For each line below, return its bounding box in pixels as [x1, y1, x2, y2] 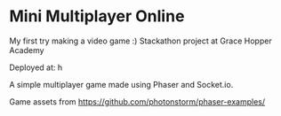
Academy [9, 44, 44, 55]
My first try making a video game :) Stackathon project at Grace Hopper [9, 35, 273, 46]
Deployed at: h [9, 62, 63, 73]
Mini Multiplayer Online [9, 6, 185, 27]
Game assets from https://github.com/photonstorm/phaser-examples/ [9, 96, 265, 107]
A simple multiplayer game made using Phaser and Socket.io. [9, 79, 234, 89]
